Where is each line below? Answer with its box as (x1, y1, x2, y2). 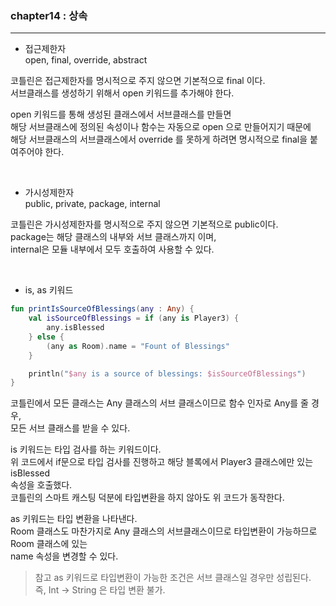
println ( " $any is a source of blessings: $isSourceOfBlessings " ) (28, 368, 307, 379)
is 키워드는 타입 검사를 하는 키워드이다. (10, 443, 162, 456)
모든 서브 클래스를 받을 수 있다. (10, 422, 131, 434)
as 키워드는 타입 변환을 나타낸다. (10, 513, 138, 525)
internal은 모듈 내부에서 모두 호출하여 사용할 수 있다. (10, 243, 215, 256)
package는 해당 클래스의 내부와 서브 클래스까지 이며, (10, 231, 217, 243)
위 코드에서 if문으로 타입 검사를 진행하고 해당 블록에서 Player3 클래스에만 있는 (10, 456, 314, 468)
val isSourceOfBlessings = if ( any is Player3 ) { (28, 313, 240, 324)
